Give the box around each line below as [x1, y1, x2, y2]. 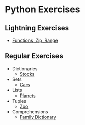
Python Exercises [5, 4, 80, 15]
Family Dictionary [19, 114, 56, 120]
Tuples [12, 98, 26, 104]
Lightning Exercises [5, 24, 69, 33]
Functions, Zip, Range [12, 37, 58, 43]
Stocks [19, 71, 35, 77]
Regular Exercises [5, 52, 63, 60]
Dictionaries [12, 65, 38, 72]
